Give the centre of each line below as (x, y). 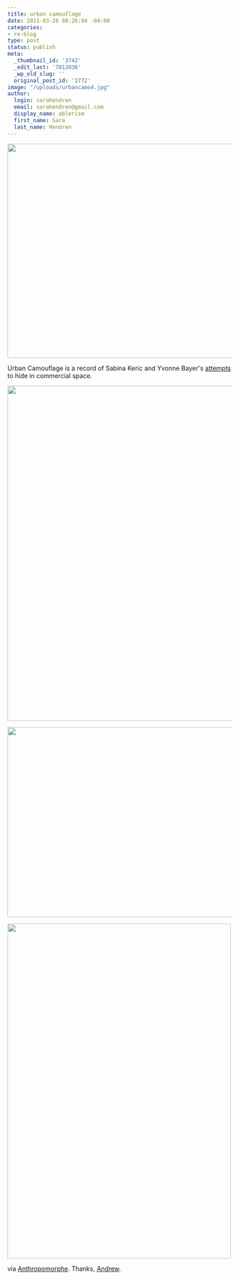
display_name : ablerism (49, 114)
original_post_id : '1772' (52, 80)
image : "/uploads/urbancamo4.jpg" (59, 87)
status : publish (31, 47)
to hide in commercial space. (50, 375)
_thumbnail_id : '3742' (47, 61)
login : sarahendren (43, 101)
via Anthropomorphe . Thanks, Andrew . (64, 1269)
